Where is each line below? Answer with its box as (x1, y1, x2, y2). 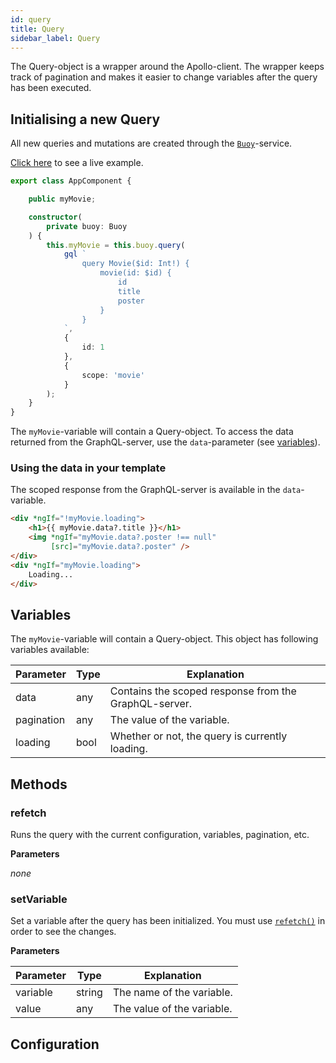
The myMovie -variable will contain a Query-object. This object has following (10, 633, 319, 645)
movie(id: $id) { (99, 268, 172, 278)
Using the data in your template (10, 461, 167, 475)
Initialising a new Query (10, 111, 161, 128)
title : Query (10, 24, 65, 34)
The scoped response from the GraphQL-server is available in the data (10, 484, 302, 496)
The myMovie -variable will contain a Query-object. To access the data (10, 426, 294, 438)
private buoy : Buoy (46, 221, 128, 231)
